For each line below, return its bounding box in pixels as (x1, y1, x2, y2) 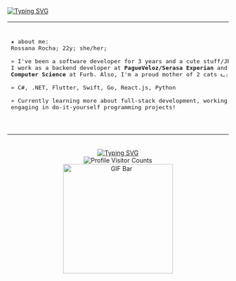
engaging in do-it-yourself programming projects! (11, 104, 176, 111)
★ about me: (11, 38, 49, 45)
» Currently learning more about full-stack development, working (11, 97, 228, 104)
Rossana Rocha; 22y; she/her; (11, 45, 107, 52)
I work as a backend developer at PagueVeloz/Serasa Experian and (11, 64, 228, 71)
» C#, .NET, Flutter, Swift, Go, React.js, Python (11, 84, 176, 91)
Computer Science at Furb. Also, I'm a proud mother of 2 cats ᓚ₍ (11, 71, 230, 78)
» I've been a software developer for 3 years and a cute (11, 57, 200, 65)
